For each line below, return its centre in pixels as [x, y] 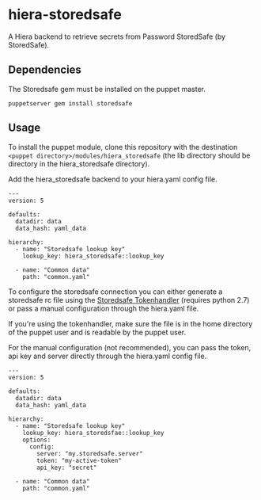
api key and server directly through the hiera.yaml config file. [108, 356]
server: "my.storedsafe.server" [90, 453]
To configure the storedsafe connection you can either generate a [115, 292]
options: [37, 440]
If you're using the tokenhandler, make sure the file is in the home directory [130, 323]
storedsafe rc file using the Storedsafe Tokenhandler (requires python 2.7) [129, 300]
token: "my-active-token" [79, 460]
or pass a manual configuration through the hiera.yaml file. [104, 308]
